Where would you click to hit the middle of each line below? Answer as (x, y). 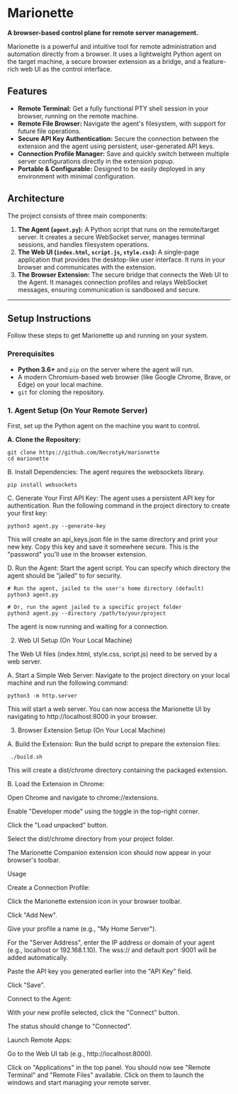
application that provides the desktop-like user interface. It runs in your (121, 259)
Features (27, 91)
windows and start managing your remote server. (79, 1082)
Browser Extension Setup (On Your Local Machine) (91, 730)
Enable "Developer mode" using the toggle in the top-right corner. (103, 811)
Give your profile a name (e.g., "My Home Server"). (82, 928)
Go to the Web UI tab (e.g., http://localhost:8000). (80, 1054)
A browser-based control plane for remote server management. (103, 33)
